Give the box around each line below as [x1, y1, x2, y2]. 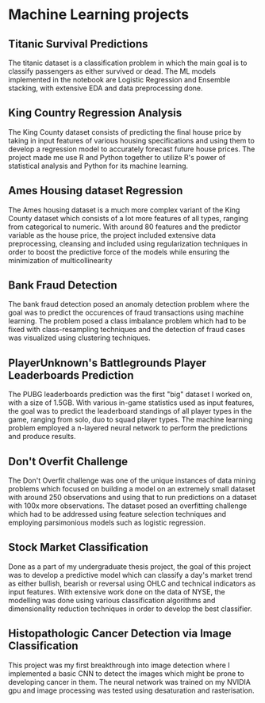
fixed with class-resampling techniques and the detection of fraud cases [8, 325, 246, 334]
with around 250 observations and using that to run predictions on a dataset [8, 493, 257, 502]
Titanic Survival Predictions [8, 37, 148, 51]
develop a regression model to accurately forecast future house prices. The [8, 144, 255, 154]
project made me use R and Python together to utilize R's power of [8, 152, 226, 162]
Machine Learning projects [8, 6, 190, 24]
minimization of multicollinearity [8, 255, 113, 265]
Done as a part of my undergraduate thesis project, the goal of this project [8, 561, 252, 571]
